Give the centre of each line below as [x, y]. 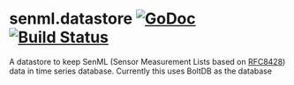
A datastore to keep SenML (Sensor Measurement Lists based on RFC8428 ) [147, 61]
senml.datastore [71, 19]
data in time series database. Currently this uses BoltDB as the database [140, 71]
